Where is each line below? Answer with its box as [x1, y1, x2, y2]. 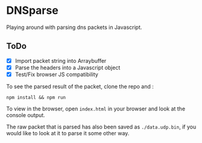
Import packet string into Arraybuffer [14, 57, 107, 64]
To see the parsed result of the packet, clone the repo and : [6, 83, 154, 90]
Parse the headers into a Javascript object [14, 64, 121, 71]
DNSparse [6, 4, 58, 17]
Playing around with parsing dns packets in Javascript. [6, 24, 142, 31]
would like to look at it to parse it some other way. [6, 129, 130, 136]
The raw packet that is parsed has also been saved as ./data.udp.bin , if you [6, 123, 197, 130]
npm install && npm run [6, 94, 66, 100]
